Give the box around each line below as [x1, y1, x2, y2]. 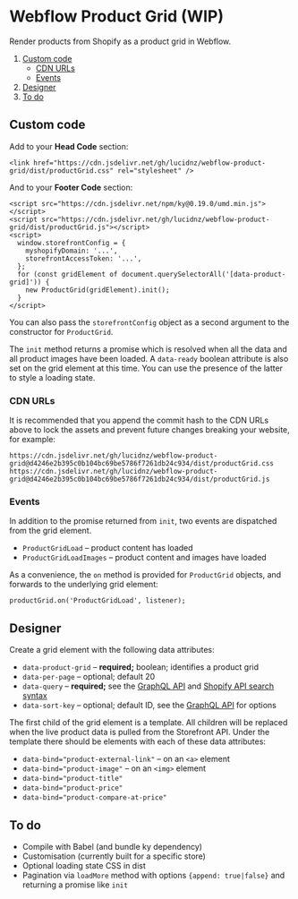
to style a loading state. [9, 372, 96, 382]
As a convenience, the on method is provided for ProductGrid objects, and [9, 569, 282, 580]
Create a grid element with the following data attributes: [9, 645, 215, 655]
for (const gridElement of [17, 270, 118, 278]
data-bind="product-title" [21, 775, 123, 783]
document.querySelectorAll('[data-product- [121, 270, 286, 278]
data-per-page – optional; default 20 [21, 672, 156, 682]
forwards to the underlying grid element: [9, 579, 158, 590]
